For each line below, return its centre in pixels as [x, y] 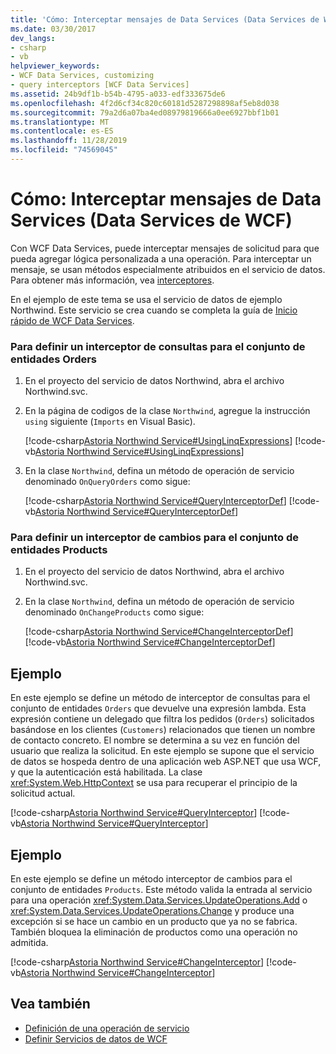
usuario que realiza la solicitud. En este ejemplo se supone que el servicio [162, 751]
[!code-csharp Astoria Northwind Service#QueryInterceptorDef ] [155, 501]
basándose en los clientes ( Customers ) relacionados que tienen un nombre [163, 730]
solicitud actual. [43, 793]
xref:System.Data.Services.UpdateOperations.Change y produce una [152, 911]
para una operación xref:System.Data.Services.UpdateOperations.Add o [159, 900]
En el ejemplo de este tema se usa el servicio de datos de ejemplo [146, 299]
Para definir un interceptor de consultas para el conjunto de [158, 346]
